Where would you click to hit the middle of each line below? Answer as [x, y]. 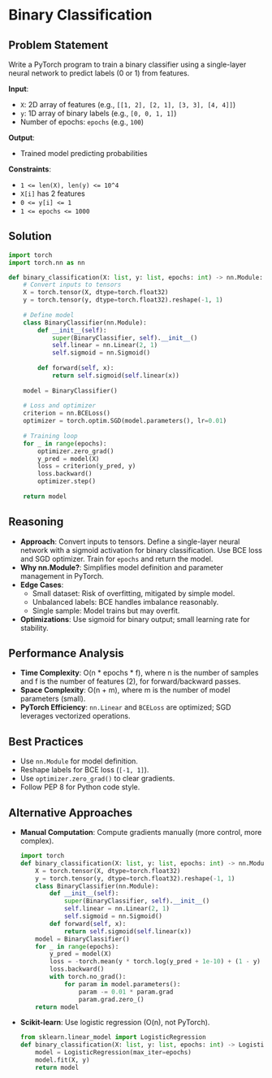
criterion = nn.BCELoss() [67, 413]
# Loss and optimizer [59, 406]
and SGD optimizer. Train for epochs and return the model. [117, 559]
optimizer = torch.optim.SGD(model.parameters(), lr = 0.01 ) [125, 421]
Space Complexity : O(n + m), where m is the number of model [125, 690]
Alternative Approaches [70, 813]
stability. [34, 628]
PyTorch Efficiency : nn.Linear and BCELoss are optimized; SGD [125, 707]
